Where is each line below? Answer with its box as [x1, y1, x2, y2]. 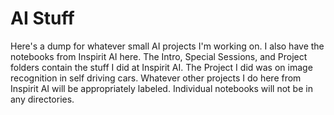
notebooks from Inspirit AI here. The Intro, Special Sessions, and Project [10, 50, 308, 62]
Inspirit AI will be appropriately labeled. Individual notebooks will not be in [10, 82, 313, 94]
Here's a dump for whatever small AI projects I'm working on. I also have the [10, 40, 325, 52]
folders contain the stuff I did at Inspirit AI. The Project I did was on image [10, 61, 313, 73]
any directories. [10, 93, 75, 105]
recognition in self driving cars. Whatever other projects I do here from [10, 72, 302, 84]
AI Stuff [10, 7, 75, 30]
